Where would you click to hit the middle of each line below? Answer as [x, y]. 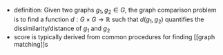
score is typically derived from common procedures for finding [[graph [114, 37]
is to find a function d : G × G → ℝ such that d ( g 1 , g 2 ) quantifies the [109, 20]
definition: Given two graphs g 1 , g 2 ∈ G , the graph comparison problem [115, 11]
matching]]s [31, 45]
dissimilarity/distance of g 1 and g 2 [62, 29]
